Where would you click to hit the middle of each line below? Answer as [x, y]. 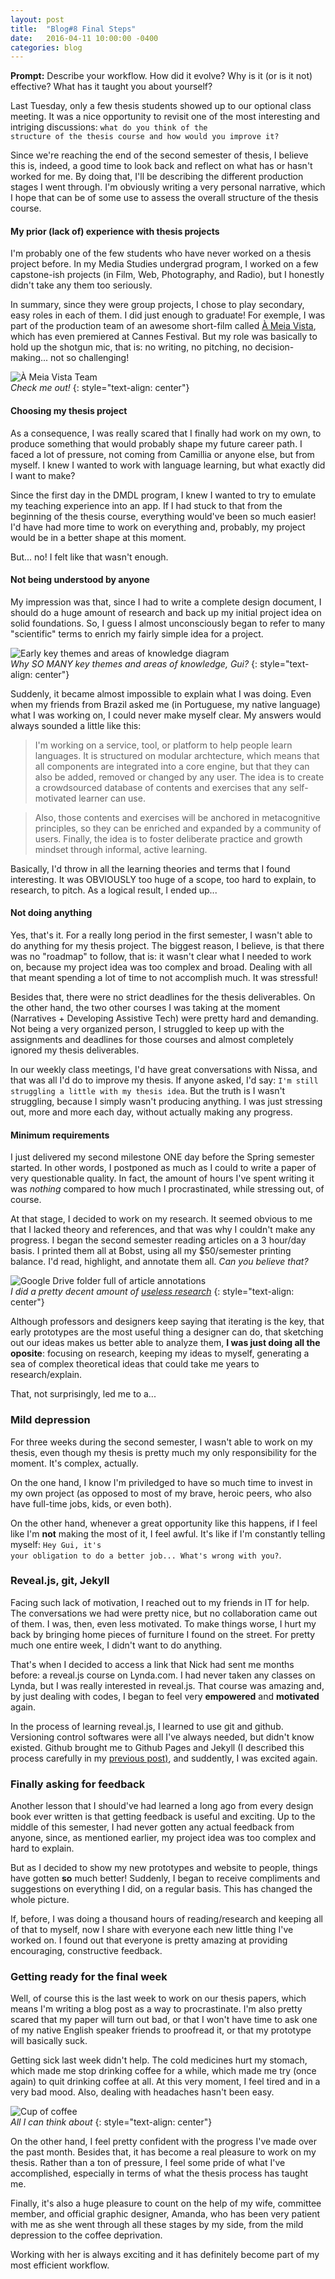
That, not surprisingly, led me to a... [83, 1394]
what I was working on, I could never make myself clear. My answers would [166, 715]
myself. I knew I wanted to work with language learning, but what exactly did [168, 465]
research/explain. [46, 1375]
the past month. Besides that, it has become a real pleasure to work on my [163, 2152]
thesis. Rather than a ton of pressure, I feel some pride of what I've [148, 2163]
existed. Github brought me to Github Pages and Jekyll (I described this [157, 1747]
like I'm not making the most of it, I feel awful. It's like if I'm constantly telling [168, 1533]
